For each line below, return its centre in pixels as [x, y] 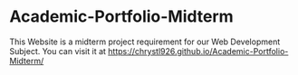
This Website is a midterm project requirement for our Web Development [145, 42]
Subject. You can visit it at [58, 51]
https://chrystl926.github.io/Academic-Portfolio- [198, 51]
